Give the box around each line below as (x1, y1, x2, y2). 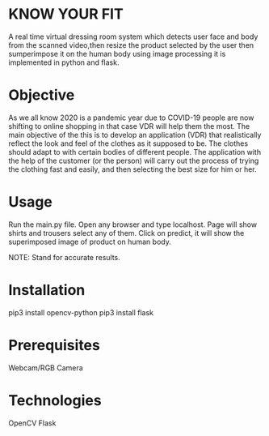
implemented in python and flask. (8, 58, 120, 67)
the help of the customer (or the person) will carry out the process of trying (8, 156, 259, 165)
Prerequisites (8, 336, 101, 354)
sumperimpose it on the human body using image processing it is (8, 49, 226, 58)
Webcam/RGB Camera (8, 362, 83, 373)
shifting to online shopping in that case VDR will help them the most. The (8, 121, 250, 130)
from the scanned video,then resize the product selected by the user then (8, 40, 254, 49)
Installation (8, 281, 86, 299)
